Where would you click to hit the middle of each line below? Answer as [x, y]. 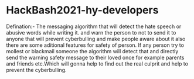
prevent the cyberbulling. [36, 70]
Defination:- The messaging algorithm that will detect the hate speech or [94, 26]
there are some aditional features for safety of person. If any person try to [95, 45]
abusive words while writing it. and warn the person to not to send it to [91, 32]
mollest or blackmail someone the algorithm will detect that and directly [92, 51]
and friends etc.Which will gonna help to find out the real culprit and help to [97, 63]
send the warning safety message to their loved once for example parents [95, 57]
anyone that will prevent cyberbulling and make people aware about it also [96, 39]
